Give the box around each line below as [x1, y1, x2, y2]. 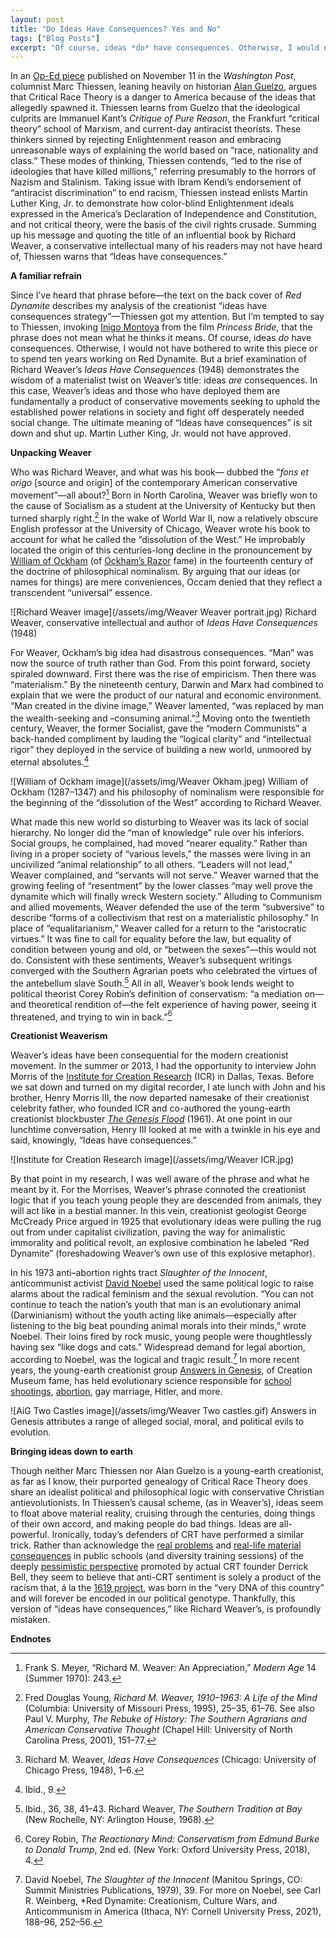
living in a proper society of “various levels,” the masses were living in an [10, 847, 311, 860]
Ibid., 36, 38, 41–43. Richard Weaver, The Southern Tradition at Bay [24, 1802, 303, 1815]
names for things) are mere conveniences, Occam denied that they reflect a [10, 576, 323, 588]
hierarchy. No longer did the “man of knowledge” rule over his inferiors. [10, 826, 305, 838]
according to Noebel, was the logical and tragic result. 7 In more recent [10, 1352, 300, 1365]
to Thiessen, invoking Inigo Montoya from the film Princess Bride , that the [10, 321, 313, 333]
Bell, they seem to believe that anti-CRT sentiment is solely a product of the [10, 1571, 322, 1583]
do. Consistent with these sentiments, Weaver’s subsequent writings [10, 954, 293, 966]
